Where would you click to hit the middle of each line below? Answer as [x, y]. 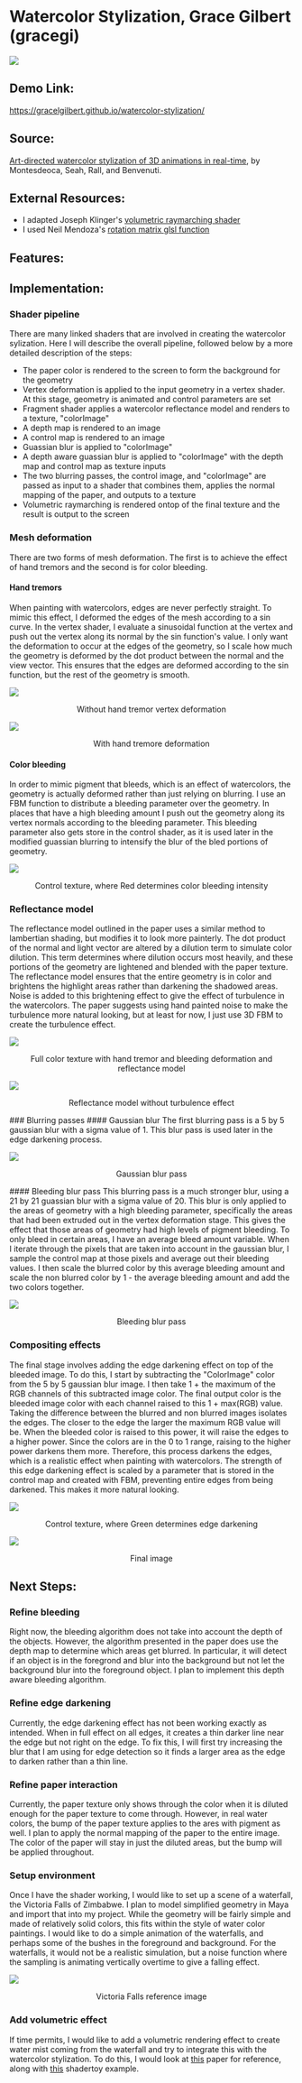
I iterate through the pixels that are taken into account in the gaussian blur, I [150, 1249]
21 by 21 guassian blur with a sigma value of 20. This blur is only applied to [148, 1201]
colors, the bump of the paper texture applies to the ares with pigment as [145, 1823]
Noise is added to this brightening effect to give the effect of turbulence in [147, 996]
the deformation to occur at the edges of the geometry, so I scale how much [151, 646]
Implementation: [57, 289]
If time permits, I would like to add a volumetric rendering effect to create [145, 2040]
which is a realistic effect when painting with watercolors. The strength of [146, 1461]
